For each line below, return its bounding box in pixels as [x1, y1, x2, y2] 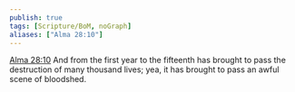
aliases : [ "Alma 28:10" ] [9, 30, 103, 39]
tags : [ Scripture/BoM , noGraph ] [9, 22, 132, 31]
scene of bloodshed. [9, 74, 87, 85]
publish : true [9, 13, 64, 23]
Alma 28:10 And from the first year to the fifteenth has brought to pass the [9, 55, 286, 66]
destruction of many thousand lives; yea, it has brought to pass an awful [9, 64, 280, 75]
